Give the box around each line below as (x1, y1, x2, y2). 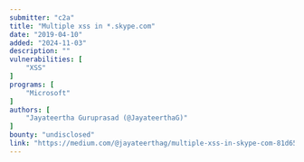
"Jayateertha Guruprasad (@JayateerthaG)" (25, 113, 188, 122)
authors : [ (9, 105, 51, 114)
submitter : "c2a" (9, 13, 75, 22)
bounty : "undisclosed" (9, 130, 95, 139)
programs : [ (9, 80, 54, 89)
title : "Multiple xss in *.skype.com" (9, 22, 156, 31)
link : (9, 139, 30, 148)
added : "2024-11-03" (9, 38, 88, 48)
